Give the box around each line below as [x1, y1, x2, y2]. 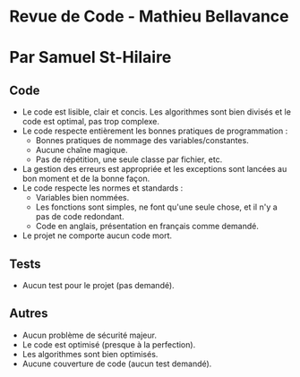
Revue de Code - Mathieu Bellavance [9, 6, 289, 27]
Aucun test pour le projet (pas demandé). [21, 280, 175, 290]
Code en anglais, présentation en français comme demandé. [35, 221, 260, 232]
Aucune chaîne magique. [35, 145, 128, 156]
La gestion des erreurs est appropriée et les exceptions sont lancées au [21, 164, 287, 175]
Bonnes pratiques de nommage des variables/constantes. [35, 135, 249, 146]
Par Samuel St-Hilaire [9, 47, 172, 68]
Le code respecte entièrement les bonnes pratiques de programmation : [21, 125, 288, 136]
